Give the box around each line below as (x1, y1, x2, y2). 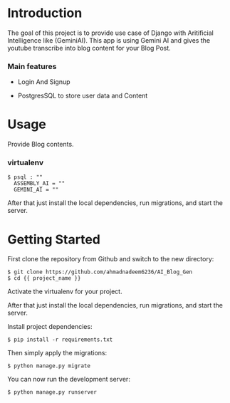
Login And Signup (17, 78, 70, 86)
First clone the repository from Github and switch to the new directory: (7, 255, 214, 263)
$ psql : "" (7, 174, 43, 181)
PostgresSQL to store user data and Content (17, 91, 148, 100)
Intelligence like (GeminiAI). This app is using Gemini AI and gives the (7, 36, 211, 44)
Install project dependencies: (7, 323, 93, 331)
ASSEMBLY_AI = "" (14, 180, 66, 187)
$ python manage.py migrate (7, 362, 91, 370)
